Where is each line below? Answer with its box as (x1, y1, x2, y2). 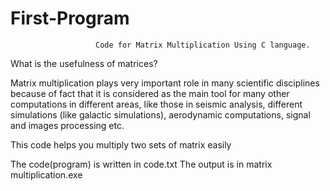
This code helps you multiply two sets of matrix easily (10, 138, 232, 151)
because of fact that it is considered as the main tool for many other (10, 87, 290, 99)
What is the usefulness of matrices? (10, 57, 158, 69)
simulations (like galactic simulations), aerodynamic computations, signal (10, 108, 311, 121)
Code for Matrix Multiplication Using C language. (95, 40, 311, 50)
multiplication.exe (10, 168, 83, 181)
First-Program (10, 7, 130, 30)
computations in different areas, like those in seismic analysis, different (10, 98, 303, 110)
